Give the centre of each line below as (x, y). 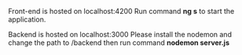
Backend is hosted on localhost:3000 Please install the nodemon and (120, 34)
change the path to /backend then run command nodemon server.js (119, 43)
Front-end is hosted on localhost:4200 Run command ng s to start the (121, 11)
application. (27, 19)
